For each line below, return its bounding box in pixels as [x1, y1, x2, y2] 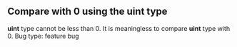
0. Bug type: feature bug [7, 32, 80, 40]
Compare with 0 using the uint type [7, 6, 168, 18]
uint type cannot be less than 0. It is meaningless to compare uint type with [7, 24, 231, 32]
